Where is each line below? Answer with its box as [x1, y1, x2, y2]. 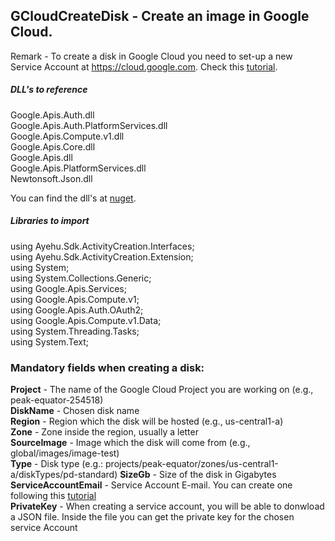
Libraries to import [10, 215, 90, 227]
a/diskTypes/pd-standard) [10, 469, 118, 481]
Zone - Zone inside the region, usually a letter [10, 426, 199, 438]
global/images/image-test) [10, 447, 120, 459]
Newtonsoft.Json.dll [10, 172, 93, 184]
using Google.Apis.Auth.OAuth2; [10, 304, 144, 316]
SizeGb [119, 469, 151, 481]
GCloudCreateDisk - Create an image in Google [10, 8, 310, 25]
